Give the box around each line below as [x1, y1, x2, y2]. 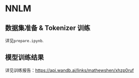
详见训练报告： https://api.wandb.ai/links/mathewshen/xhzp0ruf [5, 67, 134, 73]
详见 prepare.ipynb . [5, 38, 44, 43]
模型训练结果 [5, 53, 44, 62]
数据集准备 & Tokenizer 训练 [5, 24, 90, 32]
